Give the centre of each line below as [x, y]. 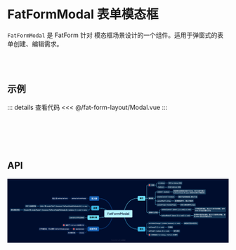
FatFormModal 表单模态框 [83, 14]
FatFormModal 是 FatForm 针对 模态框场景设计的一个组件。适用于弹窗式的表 [115, 35]
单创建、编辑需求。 [35, 43]
